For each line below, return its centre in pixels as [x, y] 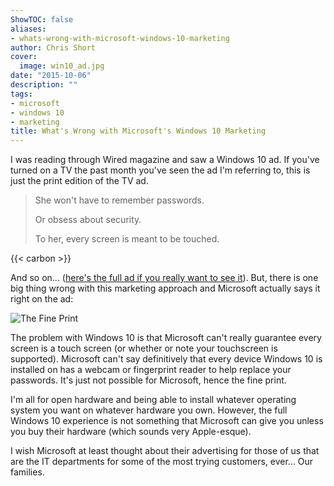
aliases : [28, 29]
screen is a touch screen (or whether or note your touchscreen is [144, 348]
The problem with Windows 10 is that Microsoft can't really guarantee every [166, 338]
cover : [24, 57]
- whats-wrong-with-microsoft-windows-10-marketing [120, 38]
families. [27, 472]
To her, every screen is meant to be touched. [127, 239]
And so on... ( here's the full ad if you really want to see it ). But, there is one [164, 278]
